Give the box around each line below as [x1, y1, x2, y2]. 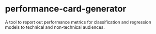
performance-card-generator [5, 3, 126, 14]
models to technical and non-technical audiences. [5, 24, 105, 30]
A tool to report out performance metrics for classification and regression [5, 19, 152, 25]
